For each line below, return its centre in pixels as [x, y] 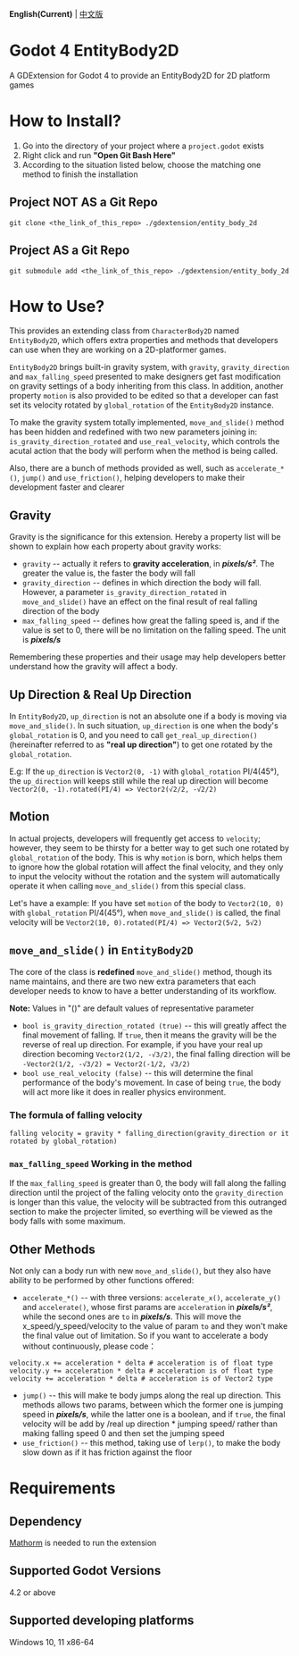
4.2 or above [33, 1592]
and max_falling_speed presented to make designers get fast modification [145, 377]
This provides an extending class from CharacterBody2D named [124, 331]
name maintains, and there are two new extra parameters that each [133, 981]
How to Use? [57, 306]
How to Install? [66, 121]
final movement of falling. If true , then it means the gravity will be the [149, 1035]
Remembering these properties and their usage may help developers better [148, 657]
